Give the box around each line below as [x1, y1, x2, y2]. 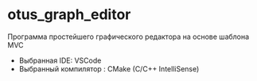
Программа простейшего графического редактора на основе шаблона [7, 32, 250, 41]
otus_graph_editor [7, 6, 131, 24]
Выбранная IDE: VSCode [18, 56, 102, 65]
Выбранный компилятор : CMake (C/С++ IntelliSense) [18, 64, 200, 73]
